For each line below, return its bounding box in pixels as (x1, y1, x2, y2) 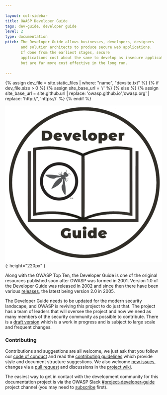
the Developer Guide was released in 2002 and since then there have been (5, 283, 159, 289)
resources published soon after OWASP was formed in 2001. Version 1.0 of (5, 278, 158, 284)
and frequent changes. (5, 324, 52, 330)
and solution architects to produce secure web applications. (20, 45, 153, 50)
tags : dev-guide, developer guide (5, 24, 77, 29)
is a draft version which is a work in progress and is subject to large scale (5, 319, 156, 325)
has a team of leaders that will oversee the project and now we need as (5, 309, 152, 315)
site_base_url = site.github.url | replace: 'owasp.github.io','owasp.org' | (5, 90, 150, 96)
